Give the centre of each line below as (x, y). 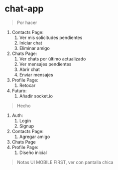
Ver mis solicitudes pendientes (51, 37)
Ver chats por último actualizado (53, 58)
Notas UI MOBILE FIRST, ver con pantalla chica (65, 162)
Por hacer (27, 22)
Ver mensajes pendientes (45, 64)
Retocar (27, 85)
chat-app (24, 9)
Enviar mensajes (36, 74)
